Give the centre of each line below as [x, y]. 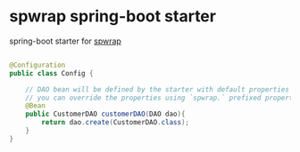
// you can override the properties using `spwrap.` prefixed [143, 98]
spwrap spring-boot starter [113, 16]
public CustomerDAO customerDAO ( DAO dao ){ [105, 114]
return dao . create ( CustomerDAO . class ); [116, 123]
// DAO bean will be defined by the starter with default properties [158, 89]
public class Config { [51, 73]
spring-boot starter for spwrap [66, 41]
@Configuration [37, 65]
